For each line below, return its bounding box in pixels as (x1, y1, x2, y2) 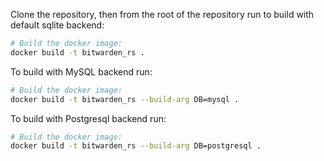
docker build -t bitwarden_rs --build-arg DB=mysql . (10, 94, 240, 104)
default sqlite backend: (10, 19, 105, 31)
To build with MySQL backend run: (10, 65, 153, 78)
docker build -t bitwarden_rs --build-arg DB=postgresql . (10, 141, 262, 151)
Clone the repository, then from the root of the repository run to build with (10, 9, 315, 20)
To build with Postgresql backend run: (10, 112, 167, 124)
